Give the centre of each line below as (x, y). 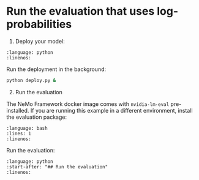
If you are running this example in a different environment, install (111, 110)
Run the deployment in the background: (56, 69)
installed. (18, 110)
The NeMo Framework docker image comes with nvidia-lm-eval (88, 104)
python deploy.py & (31, 80)
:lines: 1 (19, 133)
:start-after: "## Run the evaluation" (57, 167)
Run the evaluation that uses (81, 11)
